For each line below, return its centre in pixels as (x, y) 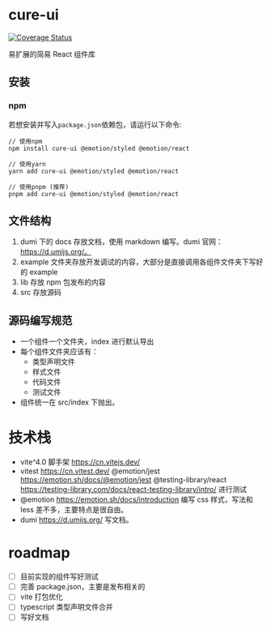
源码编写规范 (40, 321)
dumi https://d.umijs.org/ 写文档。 (76, 520)
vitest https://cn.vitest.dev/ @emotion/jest (90, 471)
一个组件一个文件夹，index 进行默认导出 (87, 341)
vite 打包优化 (41, 597)
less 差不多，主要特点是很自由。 (74, 510)
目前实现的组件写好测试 (59, 576)
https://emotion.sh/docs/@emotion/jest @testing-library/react (123, 480)
